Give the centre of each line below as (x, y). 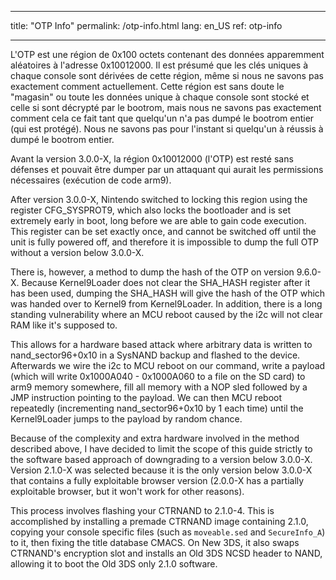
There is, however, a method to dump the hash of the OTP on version (152, 272)
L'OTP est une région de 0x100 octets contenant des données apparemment (167, 54)
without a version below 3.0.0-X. (77, 252)
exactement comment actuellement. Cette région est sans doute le (147, 86)
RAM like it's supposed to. (64, 325)
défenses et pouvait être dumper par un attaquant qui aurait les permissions (167, 169)
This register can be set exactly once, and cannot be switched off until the (163, 231)
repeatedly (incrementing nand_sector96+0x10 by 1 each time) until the (157, 408)
